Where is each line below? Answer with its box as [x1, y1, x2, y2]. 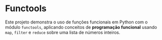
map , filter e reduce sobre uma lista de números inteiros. [5, 29, 120, 35]
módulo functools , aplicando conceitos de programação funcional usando [5, 24, 157, 30]
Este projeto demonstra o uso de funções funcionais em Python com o [5, 19, 148, 25]
